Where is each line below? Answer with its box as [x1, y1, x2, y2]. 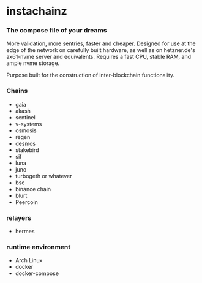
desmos [15, 140, 36, 147]
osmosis [15, 127, 37, 134]
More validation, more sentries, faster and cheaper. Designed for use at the [6, 40, 196, 47]
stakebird [15, 146, 39, 154]
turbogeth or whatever [15, 172, 72, 179]
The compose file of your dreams [6, 26, 107, 35]
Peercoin [15, 198, 39, 206]
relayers [6, 213, 32, 222]
